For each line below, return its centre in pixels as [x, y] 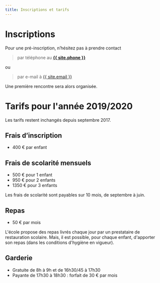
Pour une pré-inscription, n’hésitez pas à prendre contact [63, 48]
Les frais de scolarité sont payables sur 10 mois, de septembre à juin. [75, 195]
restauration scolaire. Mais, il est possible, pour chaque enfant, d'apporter [80, 237]
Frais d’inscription [34, 135]
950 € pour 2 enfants [34, 180]
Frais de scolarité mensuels [48, 163]
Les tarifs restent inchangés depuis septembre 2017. [58, 120]
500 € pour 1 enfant [32, 175]
